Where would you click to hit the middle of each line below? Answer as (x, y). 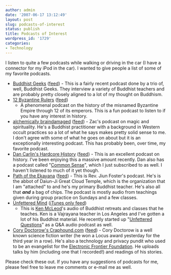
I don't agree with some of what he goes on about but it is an (77, 137)
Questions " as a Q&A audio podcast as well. (67, 224)
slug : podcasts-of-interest (35, 24)
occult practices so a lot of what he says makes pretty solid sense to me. (89, 132)
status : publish (22, 29)
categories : (18, 43)
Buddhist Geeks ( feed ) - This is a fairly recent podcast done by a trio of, (88, 83)
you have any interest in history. (54, 116)
